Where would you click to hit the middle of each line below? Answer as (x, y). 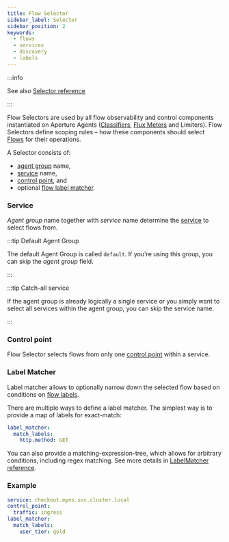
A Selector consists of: (39, 152)
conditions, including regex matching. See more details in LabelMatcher (108, 460)
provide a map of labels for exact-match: (64, 415)
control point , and (42, 180)
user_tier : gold (43, 532)
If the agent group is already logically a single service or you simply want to (113, 301)
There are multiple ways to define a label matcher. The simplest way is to (110, 408)
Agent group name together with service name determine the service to (108, 221)
